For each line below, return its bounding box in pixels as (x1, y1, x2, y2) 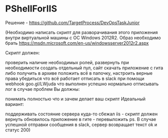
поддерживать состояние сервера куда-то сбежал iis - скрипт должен (5, 111, 158, 117)
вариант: (5, 101, 24, 107)
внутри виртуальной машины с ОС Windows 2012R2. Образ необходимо (5, 35, 161, 41)
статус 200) (5, 126, 31, 133)
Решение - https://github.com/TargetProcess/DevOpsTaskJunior (5, 20, 140, 26)
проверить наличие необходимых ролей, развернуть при (5, 59, 129, 65)
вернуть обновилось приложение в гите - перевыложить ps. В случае (5, 116, 156, 122)
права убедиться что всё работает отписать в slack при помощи (5, 75, 145, 81)
